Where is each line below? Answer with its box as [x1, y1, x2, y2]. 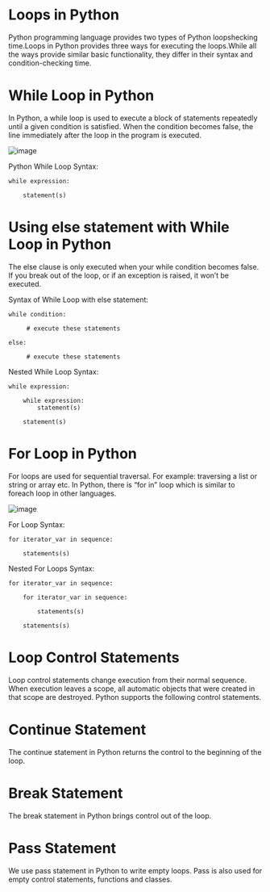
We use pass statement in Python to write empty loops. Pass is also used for [8, 865, 263, 875]
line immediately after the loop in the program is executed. [8, 130, 201, 140]
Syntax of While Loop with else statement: [8, 295, 149, 304]
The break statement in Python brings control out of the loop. [8, 810, 212, 820]
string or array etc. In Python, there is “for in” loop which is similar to [8, 480, 235, 489]
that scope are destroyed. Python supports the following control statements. [8, 692, 262, 701]
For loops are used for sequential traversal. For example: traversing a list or [8, 471, 258, 481]
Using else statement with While [8, 218, 230, 237]
